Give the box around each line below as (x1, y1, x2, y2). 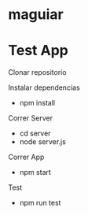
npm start (19, 168, 51, 177)
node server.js (19, 137, 67, 146)
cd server (19, 128, 51, 139)
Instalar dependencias (8, 83, 80, 92)
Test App (8, 42, 68, 60)
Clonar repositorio (8, 68, 67, 77)
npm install (19, 98, 56, 108)
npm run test (19, 198, 61, 208)
